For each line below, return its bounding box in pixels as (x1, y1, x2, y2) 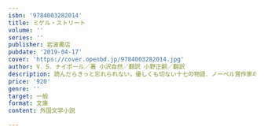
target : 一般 (8, 92, 49, 100)
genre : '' (8, 84, 41, 93)
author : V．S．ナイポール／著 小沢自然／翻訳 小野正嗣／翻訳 (8, 63, 185, 71)
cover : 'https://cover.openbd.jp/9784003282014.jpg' (8, 56, 185, 64)
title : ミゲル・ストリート (8, 19, 86, 27)
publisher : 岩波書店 (8, 41, 71, 49)
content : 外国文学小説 (8, 107, 75, 115)
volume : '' (8, 26, 44, 34)
